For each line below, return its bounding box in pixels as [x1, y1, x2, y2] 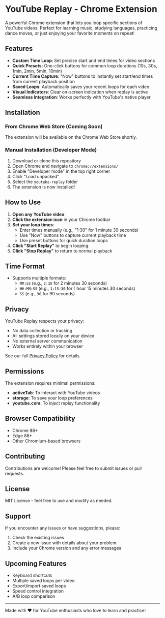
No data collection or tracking [12, 328, 73, 334]
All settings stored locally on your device [12, 333, 95, 339]
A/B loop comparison [12, 593, 55, 599]
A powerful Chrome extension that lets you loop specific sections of [5, 20, 142, 26]
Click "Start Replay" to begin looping [12, 243, 88, 248]
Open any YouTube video [12, 211, 65, 217]
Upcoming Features [5, 559, 67, 568]
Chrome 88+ [12, 427, 38, 433]
